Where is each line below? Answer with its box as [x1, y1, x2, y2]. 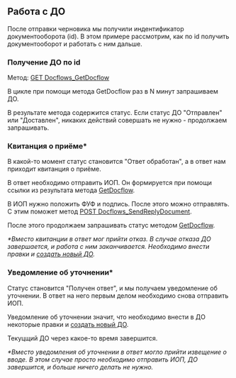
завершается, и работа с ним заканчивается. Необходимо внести [7, 243, 210, 251]
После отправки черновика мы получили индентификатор [7, 24, 184, 33]
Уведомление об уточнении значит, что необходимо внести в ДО [7, 312, 206, 321]
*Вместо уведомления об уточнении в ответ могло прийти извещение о [7, 348, 227, 356]
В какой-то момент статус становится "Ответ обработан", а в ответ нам [7, 157, 226, 166]
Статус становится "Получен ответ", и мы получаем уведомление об [7, 284, 218, 292]
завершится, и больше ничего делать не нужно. [7, 362, 154, 371]
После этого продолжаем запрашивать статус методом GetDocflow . [7, 221, 215, 230]
